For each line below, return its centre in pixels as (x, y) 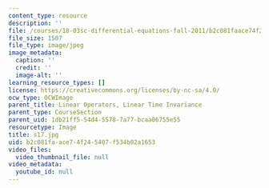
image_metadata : (35, 53)
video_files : (30, 150)
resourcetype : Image (43, 127)
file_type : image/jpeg (46, 46)
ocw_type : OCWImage (41, 98)
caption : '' (36, 61)
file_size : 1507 (35, 38)
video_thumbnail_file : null (62, 157)
